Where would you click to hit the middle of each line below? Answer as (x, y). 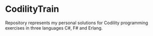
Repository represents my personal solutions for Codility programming (76, 23)
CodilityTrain (32, 9)
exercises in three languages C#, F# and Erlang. (54, 28)
